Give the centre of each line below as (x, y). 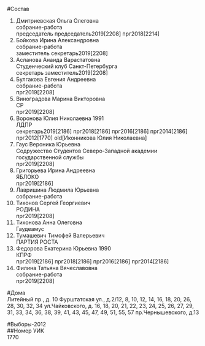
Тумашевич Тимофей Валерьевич (60, 235)
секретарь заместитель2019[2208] (62, 73)
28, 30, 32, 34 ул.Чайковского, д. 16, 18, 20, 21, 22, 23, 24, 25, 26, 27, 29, (100, 306)
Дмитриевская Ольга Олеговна (57, 21)
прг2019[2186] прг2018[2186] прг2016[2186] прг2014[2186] (92, 261)
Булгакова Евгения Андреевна (56, 79)
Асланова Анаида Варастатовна (58, 60)
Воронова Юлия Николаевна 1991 (60, 118)
